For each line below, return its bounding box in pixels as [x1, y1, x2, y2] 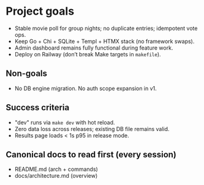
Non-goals [6, 69, 47, 79]
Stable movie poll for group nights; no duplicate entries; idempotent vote [14, 25, 198, 32]
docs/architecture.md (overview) [14, 172, 98, 179]
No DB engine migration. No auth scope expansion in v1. [14, 85, 157, 92]
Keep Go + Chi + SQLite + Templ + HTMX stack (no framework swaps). [14, 37, 195, 45]
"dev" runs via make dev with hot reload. [14, 118, 115, 126]
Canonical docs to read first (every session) [6, 149, 177, 160]
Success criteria [6, 102, 70, 113]
